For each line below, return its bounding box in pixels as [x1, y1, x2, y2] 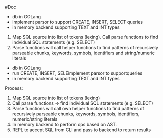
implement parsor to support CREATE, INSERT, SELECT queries [12, 19, 143, 25]
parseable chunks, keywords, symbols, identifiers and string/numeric [12, 50, 155, 56]
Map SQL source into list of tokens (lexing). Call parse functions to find [12, 34, 158, 40]
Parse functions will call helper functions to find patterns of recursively [12, 45, 158, 50]
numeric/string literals [12, 116, 58, 122]
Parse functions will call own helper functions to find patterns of [12, 106, 145, 111]
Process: [5, 85, 23, 91]
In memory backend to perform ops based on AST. [12, 122, 117, 127]
